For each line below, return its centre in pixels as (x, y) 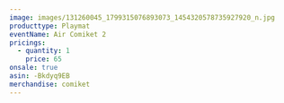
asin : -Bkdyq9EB (40, 76)
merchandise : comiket (50, 84)
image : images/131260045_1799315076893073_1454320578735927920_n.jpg (142, 17)
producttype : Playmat (50, 26)
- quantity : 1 (44, 51)
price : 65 (44, 59)
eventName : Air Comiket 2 (58, 34)
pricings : (28, 43)
